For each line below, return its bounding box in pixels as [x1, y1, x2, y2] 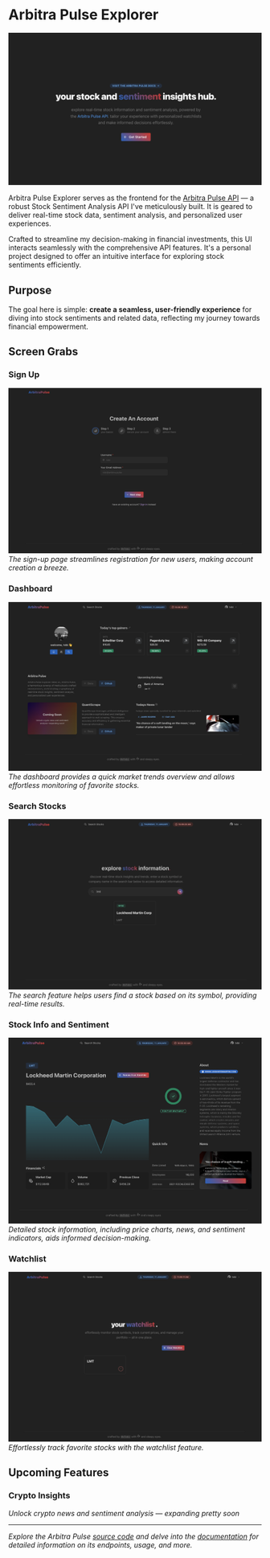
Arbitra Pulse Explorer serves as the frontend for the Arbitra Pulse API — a [8, 193, 255, 203]
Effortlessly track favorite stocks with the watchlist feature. [8, 1442, 204, 1452]
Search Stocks [8, 800, 67, 811]
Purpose [8, 283, 52, 297]
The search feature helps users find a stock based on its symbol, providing [8, 990, 257, 1000]
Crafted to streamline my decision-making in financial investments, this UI [8, 235, 252, 244]
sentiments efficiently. [8, 260, 82, 270]
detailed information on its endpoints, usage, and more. [8, 1540, 193, 1549]
